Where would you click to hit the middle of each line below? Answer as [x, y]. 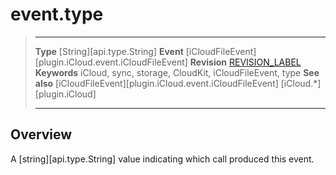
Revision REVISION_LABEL [245, 62]
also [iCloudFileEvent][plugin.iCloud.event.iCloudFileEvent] [156, 83]
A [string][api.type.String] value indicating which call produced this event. [162, 159]
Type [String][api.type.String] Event [109, 51]
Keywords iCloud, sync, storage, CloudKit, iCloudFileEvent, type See [177, 72]
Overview [41, 134]
